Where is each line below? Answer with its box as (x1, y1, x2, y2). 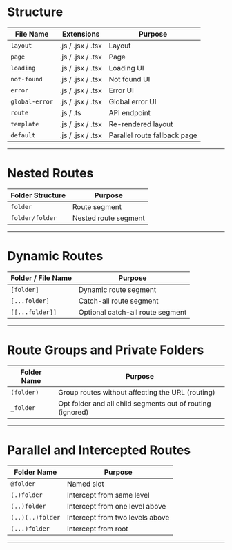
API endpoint (108, 108, 151, 117)
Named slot (66, 479, 105, 489)
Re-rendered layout (108, 119, 173, 128)
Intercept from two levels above (66, 512, 170, 522)
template (10, 120, 39, 128)
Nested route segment (72, 213, 145, 223)
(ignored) (58, 407, 89, 417)
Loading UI (108, 63, 144, 72)
